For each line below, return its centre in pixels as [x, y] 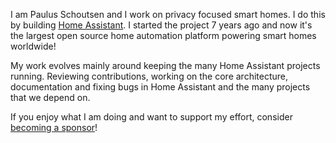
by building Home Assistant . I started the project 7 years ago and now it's [161, 25]
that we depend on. [50, 97]
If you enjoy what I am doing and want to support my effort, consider [151, 117]
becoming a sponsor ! [54, 127]
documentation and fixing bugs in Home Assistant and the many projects [160, 87]
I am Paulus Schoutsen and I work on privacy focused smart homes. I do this [168, 14]
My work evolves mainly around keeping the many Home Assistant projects [165, 65]
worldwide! [33, 46]
